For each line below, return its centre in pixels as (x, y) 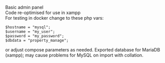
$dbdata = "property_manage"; (37, 40)
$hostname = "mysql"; (28, 27)
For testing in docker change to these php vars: (54, 18)
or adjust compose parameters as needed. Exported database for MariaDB (83, 50)
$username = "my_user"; (30, 32)
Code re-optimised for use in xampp (43, 13)
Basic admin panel (24, 7)
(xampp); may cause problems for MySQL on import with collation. (74, 55)
